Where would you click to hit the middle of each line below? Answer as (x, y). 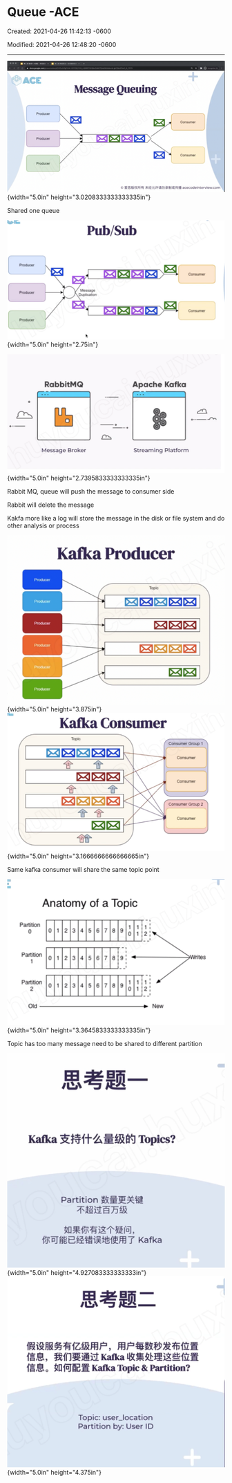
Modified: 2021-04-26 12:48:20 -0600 (62, 44)
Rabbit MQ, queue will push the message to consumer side (91, 492)
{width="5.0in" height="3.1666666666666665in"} (78, 856)
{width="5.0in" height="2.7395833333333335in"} (79, 478)
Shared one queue (33, 210)
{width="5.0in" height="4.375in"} (55, 1472)
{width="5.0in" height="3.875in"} (55, 709)
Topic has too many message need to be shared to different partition (105, 1043)
